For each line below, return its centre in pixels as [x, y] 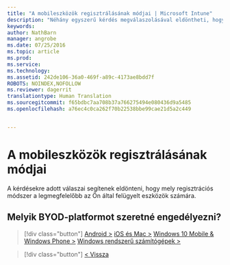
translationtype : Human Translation [59, 97]
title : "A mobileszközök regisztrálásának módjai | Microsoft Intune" [110, 13]
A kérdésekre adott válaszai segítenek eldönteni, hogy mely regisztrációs [110, 188]
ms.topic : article [33, 52]
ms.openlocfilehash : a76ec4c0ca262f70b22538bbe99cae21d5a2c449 [99, 109]
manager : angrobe [32, 39]
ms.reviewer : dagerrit [39, 90]
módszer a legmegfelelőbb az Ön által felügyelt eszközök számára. [102, 195]
